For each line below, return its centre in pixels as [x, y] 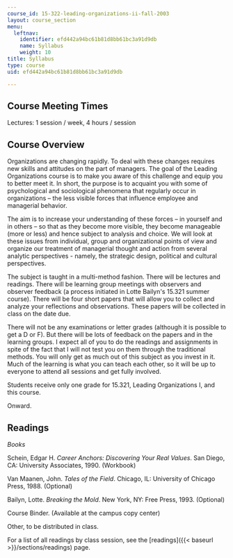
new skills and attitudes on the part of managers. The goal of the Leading [112, 169]
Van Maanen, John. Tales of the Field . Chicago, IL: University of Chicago [111, 478]
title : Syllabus [31, 59]
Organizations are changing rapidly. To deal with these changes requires [111, 161]
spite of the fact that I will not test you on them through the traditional [106, 350]
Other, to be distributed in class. [53, 526]
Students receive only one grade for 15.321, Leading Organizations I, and [111, 385]
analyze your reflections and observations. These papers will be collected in [116, 306]
